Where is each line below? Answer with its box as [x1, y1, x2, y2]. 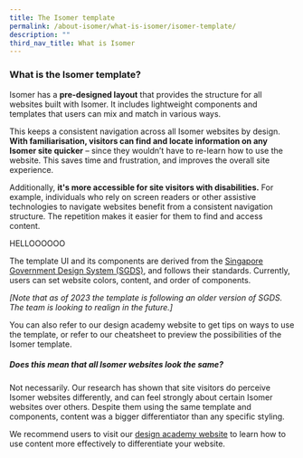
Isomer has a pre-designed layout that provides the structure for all [9, 89, 262, 100]
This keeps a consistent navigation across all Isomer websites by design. [9, 126, 280, 137]
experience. [9, 164, 54, 175]
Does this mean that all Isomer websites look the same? [9, 359, 224, 370]
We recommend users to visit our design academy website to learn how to [9, 428, 287, 439]
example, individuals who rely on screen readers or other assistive [9, 191, 257, 202]
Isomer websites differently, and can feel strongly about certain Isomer [9, 391, 273, 403]
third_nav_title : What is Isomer [9, 38, 136, 48]
